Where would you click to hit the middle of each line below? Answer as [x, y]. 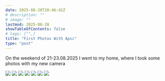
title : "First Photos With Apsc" [41, 39]
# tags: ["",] [21, 34]
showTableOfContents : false [35, 29]
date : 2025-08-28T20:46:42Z [35, 10]
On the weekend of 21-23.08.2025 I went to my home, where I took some [83, 58]
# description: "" [25, 15]
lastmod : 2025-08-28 [27, 24]
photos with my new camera [35, 63]
